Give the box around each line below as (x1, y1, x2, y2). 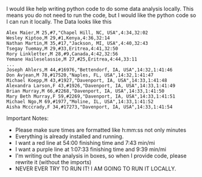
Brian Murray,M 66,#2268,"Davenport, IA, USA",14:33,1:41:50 (6, 88, 165, 94)
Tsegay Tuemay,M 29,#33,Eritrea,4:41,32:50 (6, 45, 119, 52)
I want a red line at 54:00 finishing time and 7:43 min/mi (15, 139, 155, 146)
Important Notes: (6, 115, 49, 122)
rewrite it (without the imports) (15, 159, 92, 165)
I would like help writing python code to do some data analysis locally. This (6, 5, 194, 12)
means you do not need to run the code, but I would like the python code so (6, 12, 197, 19)
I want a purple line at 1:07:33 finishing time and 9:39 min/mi (15, 145, 167, 153)
